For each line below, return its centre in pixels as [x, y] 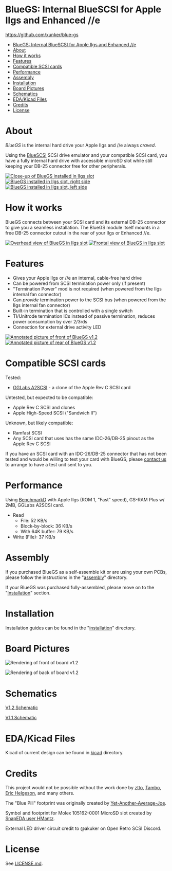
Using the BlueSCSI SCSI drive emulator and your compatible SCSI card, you [86, 155]
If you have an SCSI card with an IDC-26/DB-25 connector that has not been [86, 453]
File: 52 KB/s [34, 520]
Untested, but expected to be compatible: [49, 397]
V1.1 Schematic [21, 718]
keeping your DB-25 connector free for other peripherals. [66, 166]
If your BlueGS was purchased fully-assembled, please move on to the [80, 587]
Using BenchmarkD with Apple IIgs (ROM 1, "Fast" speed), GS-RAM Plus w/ [85, 499]
